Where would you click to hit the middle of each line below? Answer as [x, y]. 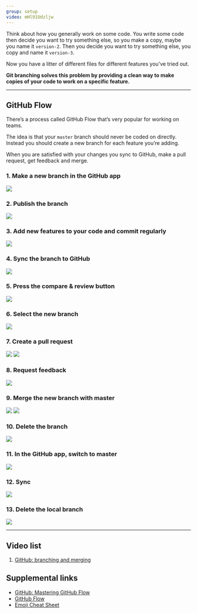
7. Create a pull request [40, 342]
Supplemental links [42, 578]
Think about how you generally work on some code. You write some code [95, 33]
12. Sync [18, 481]
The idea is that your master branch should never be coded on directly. [91, 137]
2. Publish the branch [37, 203]
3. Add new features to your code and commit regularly [86, 231]
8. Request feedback [36, 370]
